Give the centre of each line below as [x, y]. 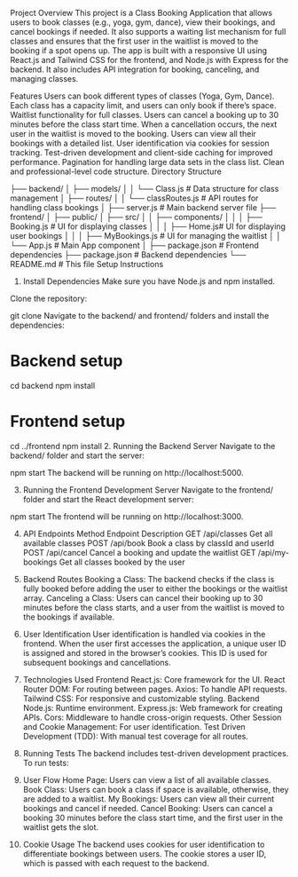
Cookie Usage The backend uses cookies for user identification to [144, 844]
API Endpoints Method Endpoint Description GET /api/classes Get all [148, 533]
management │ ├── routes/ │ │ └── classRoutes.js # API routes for [134, 198]
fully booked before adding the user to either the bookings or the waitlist [155, 589]
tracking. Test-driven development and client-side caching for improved [141, 153]
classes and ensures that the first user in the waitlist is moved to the [134, 41]
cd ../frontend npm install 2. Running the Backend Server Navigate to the [143, 446]
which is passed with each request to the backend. [116, 863]
